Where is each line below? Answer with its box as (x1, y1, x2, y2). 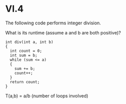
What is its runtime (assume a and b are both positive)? (5, 29, 121, 36)
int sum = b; (10, 53, 38, 58)
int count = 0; (10, 48, 42, 53)
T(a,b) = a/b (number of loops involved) (5, 92, 88, 99)
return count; (10, 79, 40, 84)
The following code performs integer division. (5, 20, 101, 26)
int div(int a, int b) (5, 39, 54, 45)
